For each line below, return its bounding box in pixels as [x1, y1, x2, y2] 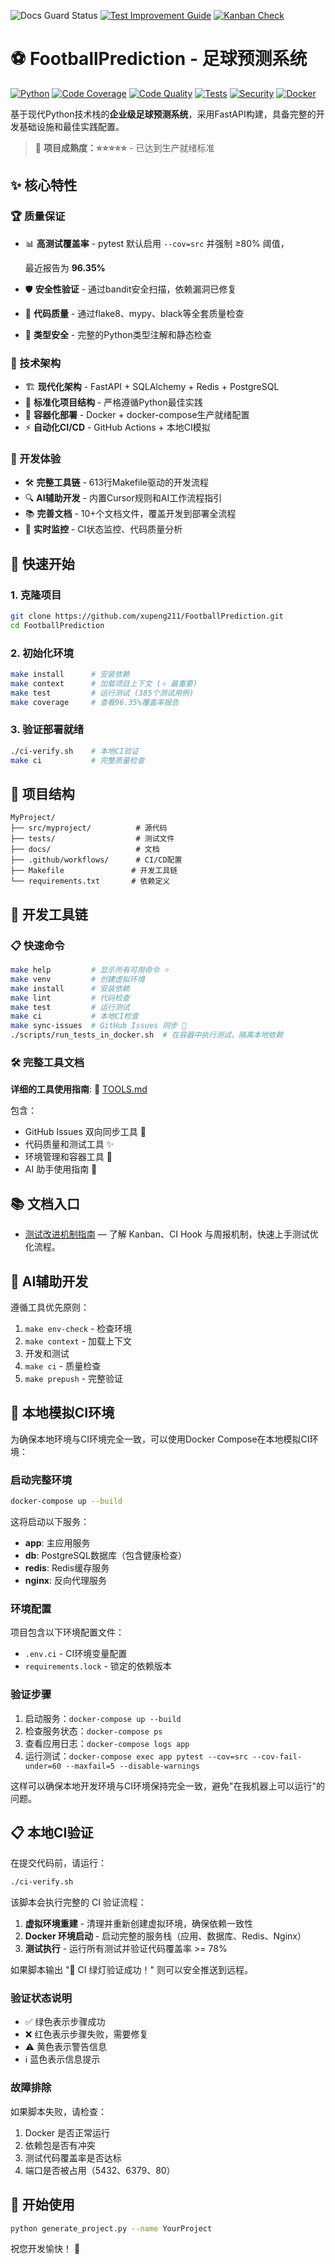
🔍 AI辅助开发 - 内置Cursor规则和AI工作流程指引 [24, 492, 223, 504]
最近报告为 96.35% [24, 261, 106, 274]
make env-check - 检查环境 [24, 1322, 133, 1334]
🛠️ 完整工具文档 [10, 1055, 85, 1069]
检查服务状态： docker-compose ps [24, 1725, 163, 1737]
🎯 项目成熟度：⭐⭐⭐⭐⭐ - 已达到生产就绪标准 [34, 141, 215, 154]
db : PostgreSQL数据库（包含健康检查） [24, 1549, 187, 1561]
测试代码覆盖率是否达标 [24, 2151, 122, 2164]
